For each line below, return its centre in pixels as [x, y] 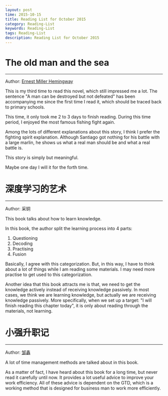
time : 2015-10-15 [23, 15]
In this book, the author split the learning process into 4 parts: [69, 228]
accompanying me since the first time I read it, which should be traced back [83, 101]
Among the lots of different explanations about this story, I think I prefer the [82, 131]
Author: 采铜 [18, 208]
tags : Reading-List [25, 33]
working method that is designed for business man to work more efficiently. [83, 388]
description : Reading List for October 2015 [52, 38]
